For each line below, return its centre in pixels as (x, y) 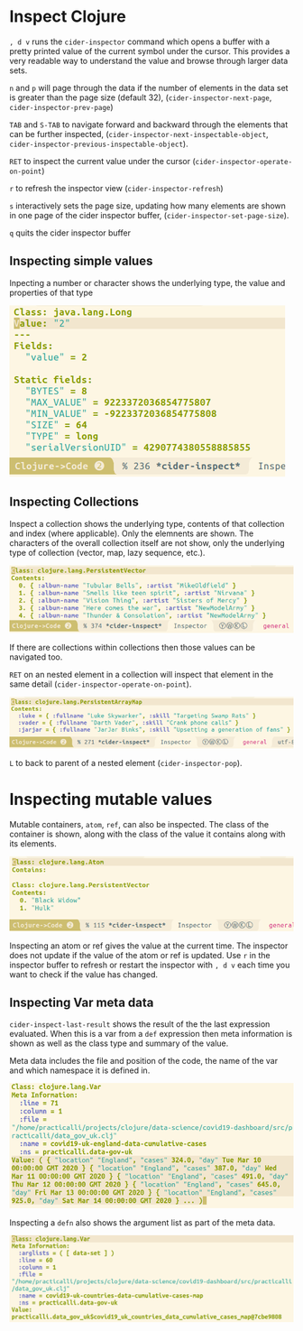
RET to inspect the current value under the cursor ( (102, 161)
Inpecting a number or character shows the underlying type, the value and (147, 282)
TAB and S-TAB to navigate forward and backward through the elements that (149, 125)
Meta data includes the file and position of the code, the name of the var (143, 1061)
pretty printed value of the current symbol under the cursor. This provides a (150, 51)
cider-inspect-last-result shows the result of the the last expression (140, 1024)
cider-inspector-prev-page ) (62, 106)
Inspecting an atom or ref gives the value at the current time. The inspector (149, 946)
